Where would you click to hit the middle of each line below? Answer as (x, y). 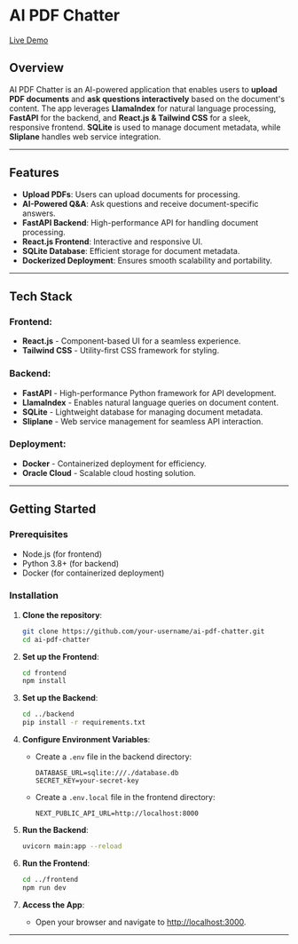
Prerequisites (39, 535)
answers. (39, 213)
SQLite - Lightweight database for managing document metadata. (142, 412)
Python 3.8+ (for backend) (71, 563)
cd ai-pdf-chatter (56, 639)
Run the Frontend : (56, 863)
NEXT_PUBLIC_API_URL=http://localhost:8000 (117, 813)
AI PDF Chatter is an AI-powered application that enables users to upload (143, 89)
